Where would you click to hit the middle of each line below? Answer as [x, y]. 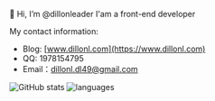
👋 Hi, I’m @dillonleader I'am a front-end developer [103, 14]
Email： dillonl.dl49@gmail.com [80, 69]
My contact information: [54, 31]
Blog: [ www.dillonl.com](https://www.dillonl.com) [114, 49]
